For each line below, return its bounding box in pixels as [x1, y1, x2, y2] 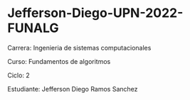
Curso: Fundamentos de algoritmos [7, 57, 111, 65]
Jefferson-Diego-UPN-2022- [7, 5, 184, 21]
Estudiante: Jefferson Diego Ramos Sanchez [7, 84, 138, 93]
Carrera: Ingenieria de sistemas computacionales [7, 43, 152, 52]
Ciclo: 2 [7, 71, 30, 79]
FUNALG [7, 20, 59, 36]
